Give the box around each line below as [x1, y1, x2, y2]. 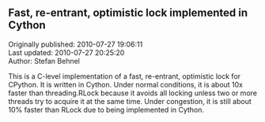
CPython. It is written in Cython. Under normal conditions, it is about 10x [8, 79, 244, 89]
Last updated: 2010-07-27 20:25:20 [8, 47, 125, 57]
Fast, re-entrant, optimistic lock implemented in [8, 6, 248, 20]
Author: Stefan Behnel [8, 56, 81, 65]
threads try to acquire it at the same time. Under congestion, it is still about [8, 96, 252, 105]
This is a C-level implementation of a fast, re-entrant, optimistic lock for [8, 71, 241, 81]
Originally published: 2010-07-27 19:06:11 [8, 39, 143, 49]
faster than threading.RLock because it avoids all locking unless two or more [8, 88, 257, 98]
